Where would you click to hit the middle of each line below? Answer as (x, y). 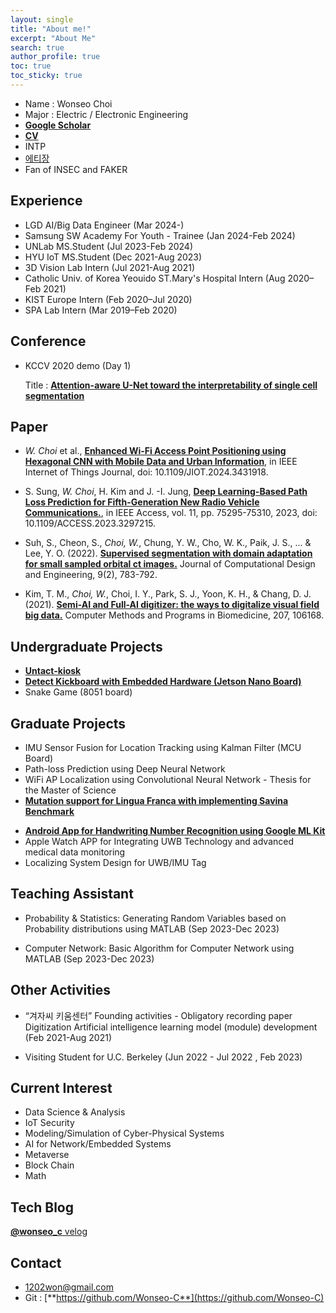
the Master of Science (70, 790)
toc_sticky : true (46, 76)
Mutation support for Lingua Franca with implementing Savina (156, 800)
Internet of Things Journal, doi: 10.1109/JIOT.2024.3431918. (146, 472)
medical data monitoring (75, 852)
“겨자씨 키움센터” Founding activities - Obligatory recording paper (158, 1015)
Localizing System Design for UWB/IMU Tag (115, 862)
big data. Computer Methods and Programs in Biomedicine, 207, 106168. (174, 615)
